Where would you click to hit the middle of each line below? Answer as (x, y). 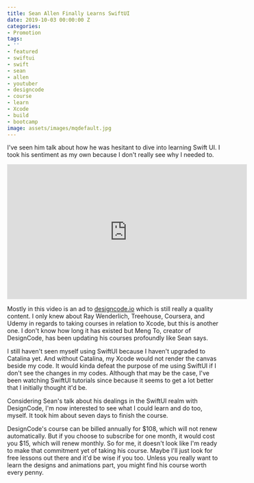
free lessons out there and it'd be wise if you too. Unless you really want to (113, 458)
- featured (23, 52)
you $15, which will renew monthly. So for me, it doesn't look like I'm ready (112, 443)
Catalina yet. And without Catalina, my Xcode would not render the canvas (112, 359)
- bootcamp (23, 122)
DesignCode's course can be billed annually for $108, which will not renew (112, 429)
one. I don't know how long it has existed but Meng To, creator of (99, 331)
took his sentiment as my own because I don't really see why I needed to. (111, 155)
